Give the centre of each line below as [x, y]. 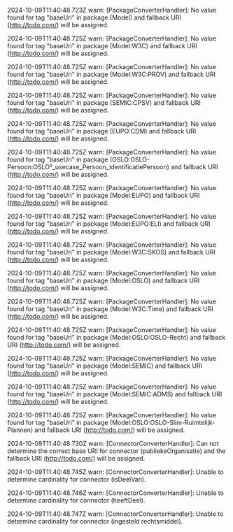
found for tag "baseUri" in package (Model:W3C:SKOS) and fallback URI [111, 252]
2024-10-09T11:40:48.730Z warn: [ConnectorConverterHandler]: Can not [113, 444]
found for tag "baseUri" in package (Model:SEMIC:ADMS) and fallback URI [115, 394]
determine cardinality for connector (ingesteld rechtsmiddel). [95, 521]
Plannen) [20, 430]
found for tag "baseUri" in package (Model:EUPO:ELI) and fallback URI [109, 224]
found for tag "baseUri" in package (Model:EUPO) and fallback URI [104, 195]
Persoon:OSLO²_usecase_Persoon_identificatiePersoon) [89, 167]
